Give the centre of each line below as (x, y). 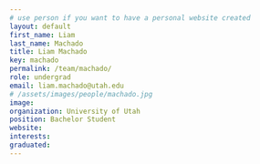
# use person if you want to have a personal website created (130, 18)
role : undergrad (40, 77)
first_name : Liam (42, 35)
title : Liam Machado (49, 52)
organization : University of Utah (75, 111)
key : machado (34, 60)
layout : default (40, 26)
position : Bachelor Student (63, 119)
